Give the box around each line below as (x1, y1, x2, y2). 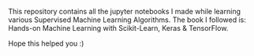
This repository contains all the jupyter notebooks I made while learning (8, 7, 241, 16)
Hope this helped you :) (8, 39, 84, 48)
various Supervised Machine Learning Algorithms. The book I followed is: (8, 15, 247, 24)
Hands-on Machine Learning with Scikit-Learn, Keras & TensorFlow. (8, 24, 229, 32)
